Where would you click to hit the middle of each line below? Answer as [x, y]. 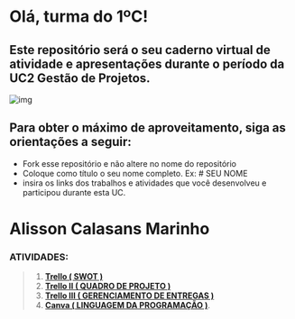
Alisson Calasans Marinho [110, 229]
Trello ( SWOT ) [74, 277]
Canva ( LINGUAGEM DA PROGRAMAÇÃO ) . [127, 305]
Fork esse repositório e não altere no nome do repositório [129, 163]
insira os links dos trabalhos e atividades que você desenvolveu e [144, 183]
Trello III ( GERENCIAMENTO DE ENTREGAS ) [129, 296]
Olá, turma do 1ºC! [79, 17]
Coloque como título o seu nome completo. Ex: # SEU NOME [135, 173]
